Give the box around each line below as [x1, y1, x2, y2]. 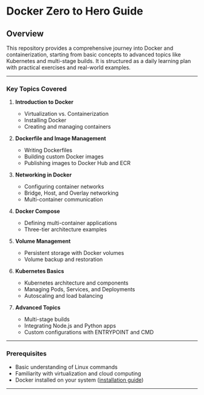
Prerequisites [6, 349, 47, 358]
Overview [6, 29, 44, 39]
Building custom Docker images [24, 153, 104, 160]
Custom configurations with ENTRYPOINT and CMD [24, 329, 154, 336]
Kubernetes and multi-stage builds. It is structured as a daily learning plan [6, 58, 191, 64]
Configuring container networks [24, 183, 104, 191]
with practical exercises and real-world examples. [6, 64, 131, 71]
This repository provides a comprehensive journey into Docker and [6, 44, 174, 52]
